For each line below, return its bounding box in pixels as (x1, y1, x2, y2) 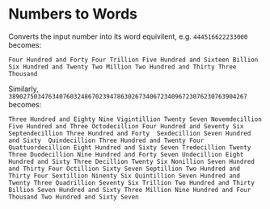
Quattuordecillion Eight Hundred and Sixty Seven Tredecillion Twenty (8, 143, 251, 152)
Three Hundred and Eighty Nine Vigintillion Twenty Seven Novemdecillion (8, 115, 263, 123)
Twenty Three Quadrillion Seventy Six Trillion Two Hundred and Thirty (8, 178, 255, 186)
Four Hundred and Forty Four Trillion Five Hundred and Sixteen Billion (8, 56, 259, 64)
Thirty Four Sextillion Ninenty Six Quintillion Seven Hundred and (8, 171, 241, 180)
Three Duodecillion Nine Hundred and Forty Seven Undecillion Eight (8, 150, 244, 158)
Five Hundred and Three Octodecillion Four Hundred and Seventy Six (8, 122, 244, 130)
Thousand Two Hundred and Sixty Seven (8, 193, 139, 201)
